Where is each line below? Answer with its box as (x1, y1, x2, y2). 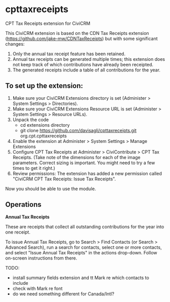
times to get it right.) (12, 165, 55, 171)
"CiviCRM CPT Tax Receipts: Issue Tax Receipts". (12, 176, 116, 182)
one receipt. (5, 229, 30, 235)
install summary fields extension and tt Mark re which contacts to (12, 275, 150, 281)
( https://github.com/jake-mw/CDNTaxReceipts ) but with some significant (5, 35, 158, 42)
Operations (5, 200, 42, 209)
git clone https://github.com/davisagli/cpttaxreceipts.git (20, 127, 137, 133)
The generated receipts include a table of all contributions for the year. (12, 67, 161, 73)
